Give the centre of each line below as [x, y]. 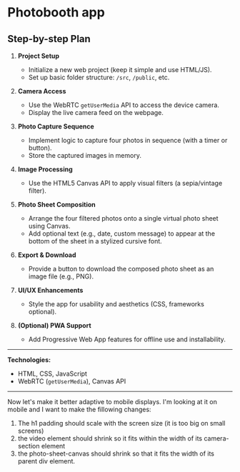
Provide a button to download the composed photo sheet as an [121, 269]
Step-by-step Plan [49, 39]
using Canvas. [49, 226]
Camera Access [42, 91]
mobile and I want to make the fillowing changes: [79, 409]
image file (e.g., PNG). [61, 276]
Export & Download [47, 255]
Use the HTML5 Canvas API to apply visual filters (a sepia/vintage [125, 183]
